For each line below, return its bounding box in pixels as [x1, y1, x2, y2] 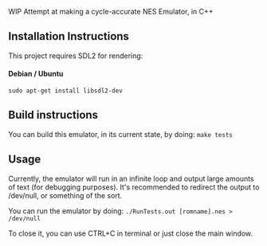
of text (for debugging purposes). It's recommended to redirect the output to [8, 182, 260, 192]
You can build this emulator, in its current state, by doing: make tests [8, 129, 233, 139]
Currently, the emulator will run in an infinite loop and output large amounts [8, 174, 254, 183]
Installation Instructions [8, 29, 130, 43]
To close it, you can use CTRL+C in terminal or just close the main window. [8, 228, 253, 238]
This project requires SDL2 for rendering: [8, 51, 143, 61]
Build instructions [8, 108, 98, 122]
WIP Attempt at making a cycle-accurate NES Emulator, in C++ [8, 7, 214, 16]
